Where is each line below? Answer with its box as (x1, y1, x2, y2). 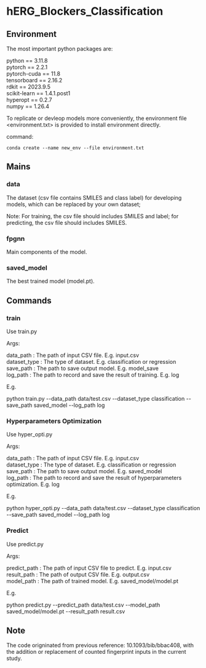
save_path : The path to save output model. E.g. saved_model (6, 468, 162, 475)
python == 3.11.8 (6, 57, 48, 64)
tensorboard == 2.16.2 (6, 77, 63, 84)
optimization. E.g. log (6, 481, 60, 488)
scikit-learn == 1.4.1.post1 (6, 90, 71, 96)
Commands (6, 295, 52, 305)
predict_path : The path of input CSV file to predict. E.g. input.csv (6, 564, 172, 572)
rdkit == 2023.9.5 (6, 83, 51, 90)
